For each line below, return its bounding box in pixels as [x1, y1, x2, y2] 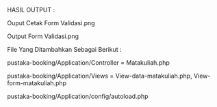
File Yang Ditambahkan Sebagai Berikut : [7, 46, 122, 53]
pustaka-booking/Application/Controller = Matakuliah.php [7, 59, 170, 67]
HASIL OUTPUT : [7, 6, 55, 14]
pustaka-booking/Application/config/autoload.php [7, 92, 149, 100]
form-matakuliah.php [7, 79, 67, 87]
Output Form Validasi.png [7, 32, 79, 40]
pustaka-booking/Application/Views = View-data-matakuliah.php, [7, 72, 193, 80]
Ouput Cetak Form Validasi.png [7, 19, 95, 27]
